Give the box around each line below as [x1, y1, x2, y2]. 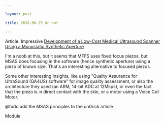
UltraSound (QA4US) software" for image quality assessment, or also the [5, 78, 153, 84]
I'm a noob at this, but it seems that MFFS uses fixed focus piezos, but [5, 53, 148, 59]
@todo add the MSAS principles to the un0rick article [5, 103, 113, 109]
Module [5, 113, 21, 119]
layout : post [5, 11, 32, 16]
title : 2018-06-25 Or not [5, 20, 58, 25]
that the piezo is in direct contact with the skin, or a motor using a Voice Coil [5, 89, 160, 94]
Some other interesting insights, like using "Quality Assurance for [5, 73, 137, 79]
